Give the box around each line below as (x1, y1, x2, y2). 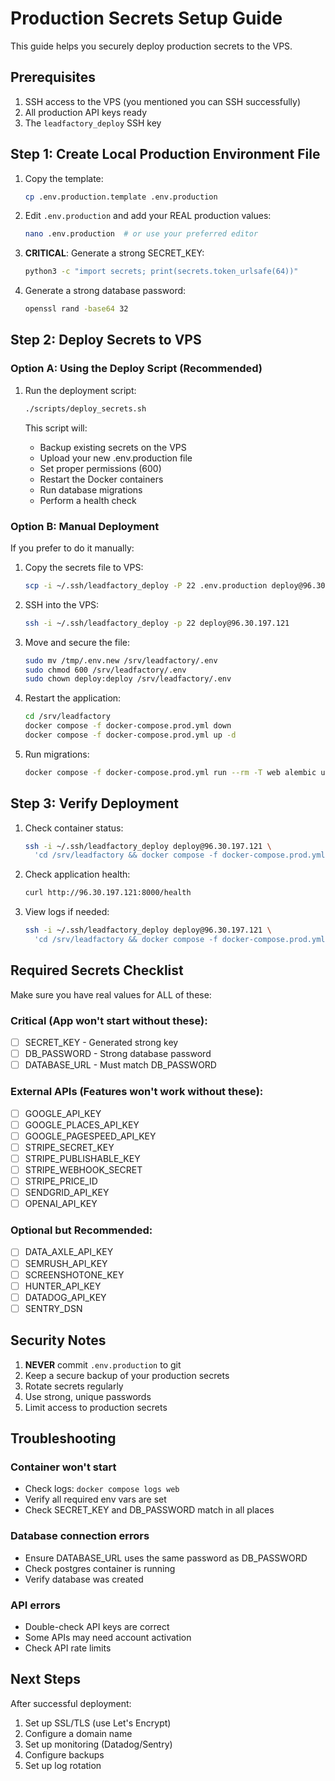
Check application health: (24, 868, 131, 881)
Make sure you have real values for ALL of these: (10, 988, 212, 1001)
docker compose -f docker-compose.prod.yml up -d (24, 730, 237, 741)
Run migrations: (24, 748, 90, 760)
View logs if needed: (24, 906, 110, 918)
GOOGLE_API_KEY (24, 1107, 102, 1119)
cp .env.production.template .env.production (24, 192, 218, 202)
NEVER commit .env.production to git (24, 1358, 182, 1371)
